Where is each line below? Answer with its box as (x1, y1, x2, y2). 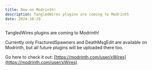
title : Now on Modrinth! (5, 7, 56, 12)
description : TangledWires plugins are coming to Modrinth (5, 12, 129, 17)
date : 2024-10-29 (5, 16, 41, 21)
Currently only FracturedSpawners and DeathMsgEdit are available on (5, 39, 147, 45)
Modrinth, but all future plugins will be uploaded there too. (5, 45, 123, 51)
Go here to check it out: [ (5, 54, 56, 60)
